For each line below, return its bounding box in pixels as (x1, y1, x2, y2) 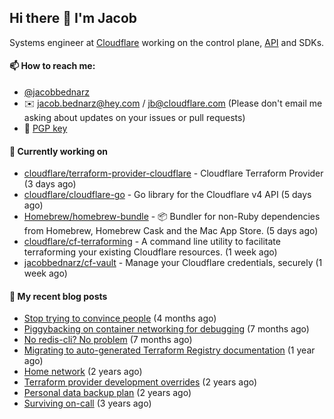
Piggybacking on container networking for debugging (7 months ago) (23, 323, 310, 335)
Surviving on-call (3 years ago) (23, 397, 152, 410)
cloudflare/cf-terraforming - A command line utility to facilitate (23, 236, 281, 248)
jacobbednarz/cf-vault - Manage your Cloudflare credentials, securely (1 (23, 257, 323, 269)
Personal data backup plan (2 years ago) (23, 387, 192, 399)
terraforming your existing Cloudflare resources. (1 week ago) (23, 246, 278, 258)
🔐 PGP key (23, 122, 68, 135)
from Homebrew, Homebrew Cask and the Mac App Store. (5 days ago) (23, 225, 319, 237)
